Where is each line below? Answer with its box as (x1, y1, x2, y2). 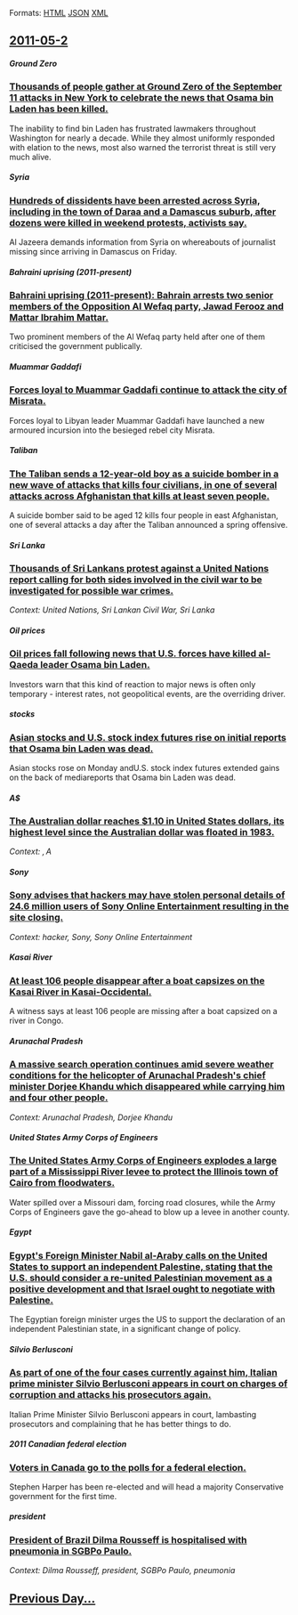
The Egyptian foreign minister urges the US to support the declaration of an (9, 1314, 286, 1325)
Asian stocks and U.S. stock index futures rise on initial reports (9, 731, 286, 743)
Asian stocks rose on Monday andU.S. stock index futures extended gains (9, 763, 280, 774)
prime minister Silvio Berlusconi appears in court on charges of (9, 1377, 288, 1390)
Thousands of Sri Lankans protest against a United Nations (9, 563, 270, 575)
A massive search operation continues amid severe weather (9, 1059, 274, 1071)
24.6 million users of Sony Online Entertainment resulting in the (9, 900, 289, 913)
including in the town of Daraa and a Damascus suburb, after (9, 205, 277, 217)
